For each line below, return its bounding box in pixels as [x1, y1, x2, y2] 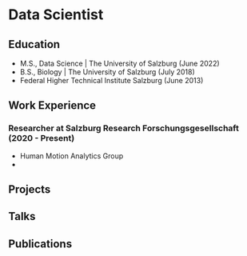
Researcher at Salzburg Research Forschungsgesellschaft [8, 122, 240, 134]
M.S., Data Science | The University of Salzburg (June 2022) [19, 58, 220, 68]
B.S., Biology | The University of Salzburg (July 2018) [19, 67, 196, 77]
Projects [8, 182, 51, 197]
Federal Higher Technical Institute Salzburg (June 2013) [19, 76, 204, 85]
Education [8, 38, 61, 51]
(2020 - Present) [8, 133, 75, 144]
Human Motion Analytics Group [19, 150, 124, 161]
